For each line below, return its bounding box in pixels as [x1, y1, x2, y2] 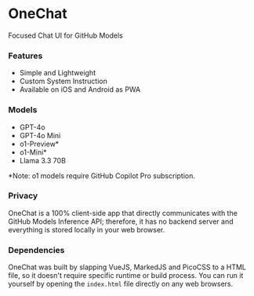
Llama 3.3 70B [19, 155, 67, 165]
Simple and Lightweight [19, 68, 96, 78]
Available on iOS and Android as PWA [19, 85, 141, 94]
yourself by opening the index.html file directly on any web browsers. [8, 280, 234, 289]
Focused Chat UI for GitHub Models [8, 31, 123, 40]
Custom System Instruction [19, 76, 107, 86]
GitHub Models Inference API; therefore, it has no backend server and [8, 217, 234, 226]
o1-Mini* [19, 147, 47, 157]
